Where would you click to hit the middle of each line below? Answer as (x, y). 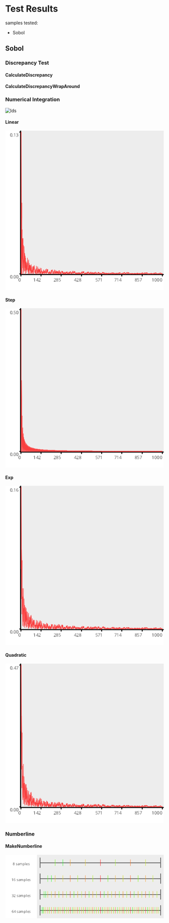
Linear (12, 122)
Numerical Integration (33, 100)
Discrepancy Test (27, 63)
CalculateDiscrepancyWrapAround (43, 86)
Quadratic (16, 655)
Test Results (32, 9)
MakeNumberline (24, 846)
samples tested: (22, 23)
